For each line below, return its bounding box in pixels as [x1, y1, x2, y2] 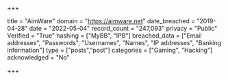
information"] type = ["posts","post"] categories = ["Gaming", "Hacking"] [7, 46, 213, 54]
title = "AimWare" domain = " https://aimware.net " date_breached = [7, 17, 196, 25]
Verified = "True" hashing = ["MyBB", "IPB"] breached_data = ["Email [7, 31, 202, 40]
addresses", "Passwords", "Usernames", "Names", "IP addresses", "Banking [7, 39, 222, 46]
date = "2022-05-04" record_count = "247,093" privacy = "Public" [29, 25, 218, 32]
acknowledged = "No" [7, 53, 70, 62]
